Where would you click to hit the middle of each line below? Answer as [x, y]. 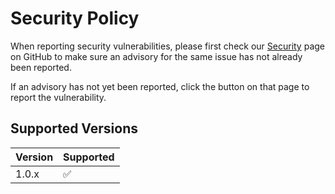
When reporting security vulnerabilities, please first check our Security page [168, 46]
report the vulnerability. [58, 97]
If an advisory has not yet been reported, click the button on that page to [160, 86]
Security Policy [75, 18]
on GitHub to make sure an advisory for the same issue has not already [156, 56]
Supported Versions [74, 128]
